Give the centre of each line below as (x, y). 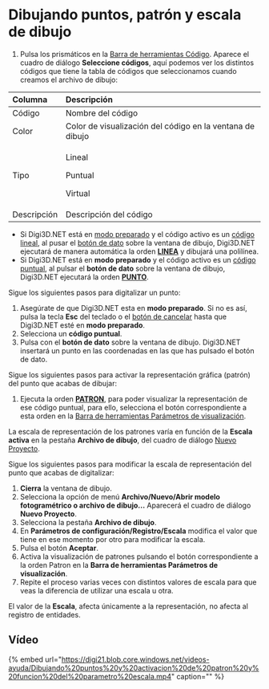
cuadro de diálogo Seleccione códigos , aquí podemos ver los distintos (137, 63)
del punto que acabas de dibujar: (63, 383)
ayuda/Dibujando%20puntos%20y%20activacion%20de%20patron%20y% (134, 667)
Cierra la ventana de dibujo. (66, 488)
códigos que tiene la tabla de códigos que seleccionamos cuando (128, 71)
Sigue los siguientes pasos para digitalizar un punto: (94, 292)
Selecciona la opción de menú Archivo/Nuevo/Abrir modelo (120, 496)
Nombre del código (102, 112)
